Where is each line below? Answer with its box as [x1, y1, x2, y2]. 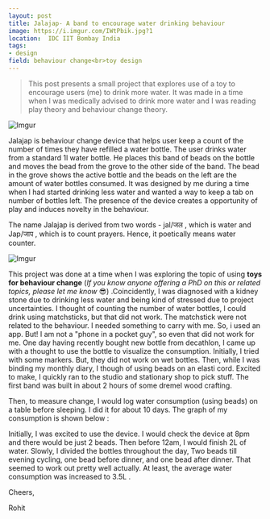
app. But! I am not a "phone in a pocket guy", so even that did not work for [8, 329, 255, 338]
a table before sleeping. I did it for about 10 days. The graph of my [8, 405, 228, 414]
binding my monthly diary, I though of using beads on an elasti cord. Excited [8, 363, 261, 373]
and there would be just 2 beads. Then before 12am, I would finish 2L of [8, 437, 247, 447]
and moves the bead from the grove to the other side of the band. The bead [8, 161, 260, 171]
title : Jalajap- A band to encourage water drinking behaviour [8, 19, 226, 27]
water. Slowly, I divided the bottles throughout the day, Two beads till [8, 446, 238, 455]
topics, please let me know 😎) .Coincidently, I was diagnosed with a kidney [8, 286, 259, 296]
